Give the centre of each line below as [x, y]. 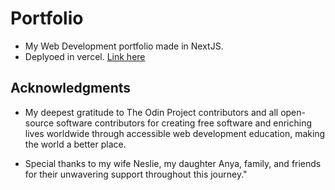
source [39, 123]
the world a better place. [75, 144]
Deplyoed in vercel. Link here [85, 56]
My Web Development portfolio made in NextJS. [124, 46]
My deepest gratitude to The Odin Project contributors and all [151, 112]
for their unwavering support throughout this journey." [136, 174]
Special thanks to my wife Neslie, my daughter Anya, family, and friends [173, 163]
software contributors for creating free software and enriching [183, 123]
